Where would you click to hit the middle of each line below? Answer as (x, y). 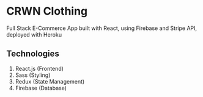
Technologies (33, 54)
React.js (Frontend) (39, 68)
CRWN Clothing (47, 11)
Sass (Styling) (33, 75)
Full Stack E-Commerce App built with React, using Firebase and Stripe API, (102, 28)
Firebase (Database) (41, 88)
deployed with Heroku (34, 34)
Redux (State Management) (50, 81)
